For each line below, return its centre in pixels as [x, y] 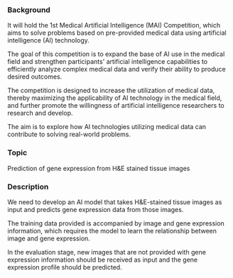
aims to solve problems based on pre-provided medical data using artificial [117, 33]
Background [29, 10]
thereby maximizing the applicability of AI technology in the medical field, [115, 98]
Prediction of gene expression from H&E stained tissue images [99, 168]
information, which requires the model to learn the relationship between [112, 230]
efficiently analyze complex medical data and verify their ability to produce [116, 69]
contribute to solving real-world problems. [69, 134]
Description [28, 187]
